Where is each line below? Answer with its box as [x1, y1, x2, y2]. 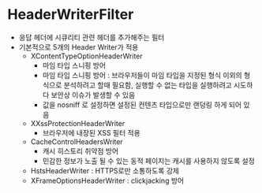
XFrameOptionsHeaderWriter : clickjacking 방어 [30, 176, 185, 185]
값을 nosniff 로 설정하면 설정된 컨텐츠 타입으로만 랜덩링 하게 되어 [42, 100, 242, 109]
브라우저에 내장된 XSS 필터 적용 [42, 128, 141, 137]
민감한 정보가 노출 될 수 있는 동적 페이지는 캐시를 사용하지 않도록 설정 [42, 156, 256, 165]
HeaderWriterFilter [7, 6, 134, 24]
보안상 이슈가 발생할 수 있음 [51, 90, 136, 99]
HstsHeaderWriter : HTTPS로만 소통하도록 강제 [30, 165, 179, 175]
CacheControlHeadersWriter [30, 136, 123, 147]
